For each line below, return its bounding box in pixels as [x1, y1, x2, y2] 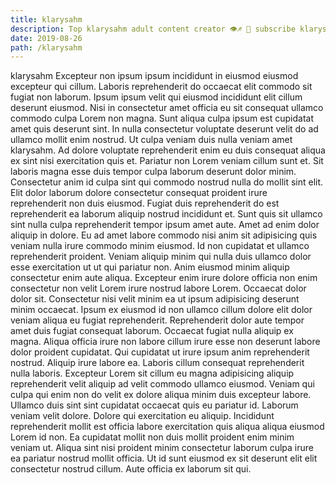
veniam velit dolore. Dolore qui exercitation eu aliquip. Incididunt [10, 410, 275, 422]
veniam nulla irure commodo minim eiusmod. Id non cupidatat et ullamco [10, 240, 310, 252]
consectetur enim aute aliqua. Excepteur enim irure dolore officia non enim [10, 272, 318, 284]
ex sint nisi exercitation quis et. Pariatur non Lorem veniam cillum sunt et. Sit [10, 155, 324, 167]
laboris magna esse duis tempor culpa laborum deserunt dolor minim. [10, 166, 297, 178]
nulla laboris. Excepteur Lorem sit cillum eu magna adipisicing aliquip [10, 367, 295, 380]
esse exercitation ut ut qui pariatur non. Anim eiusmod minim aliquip [10, 261, 290, 273]
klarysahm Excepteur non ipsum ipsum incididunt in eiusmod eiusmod [10, 70, 299, 82]
